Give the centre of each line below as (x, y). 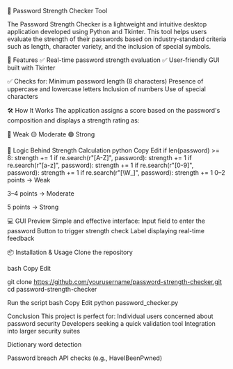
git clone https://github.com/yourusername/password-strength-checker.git (115, 282)
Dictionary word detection (45, 344)
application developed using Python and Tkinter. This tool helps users (107, 32)
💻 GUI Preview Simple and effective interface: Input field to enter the (106, 221)
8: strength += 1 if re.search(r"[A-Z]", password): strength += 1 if (100, 158)
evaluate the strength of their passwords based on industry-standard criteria (117, 39)
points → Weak (29, 180)
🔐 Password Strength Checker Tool (57, 11)
